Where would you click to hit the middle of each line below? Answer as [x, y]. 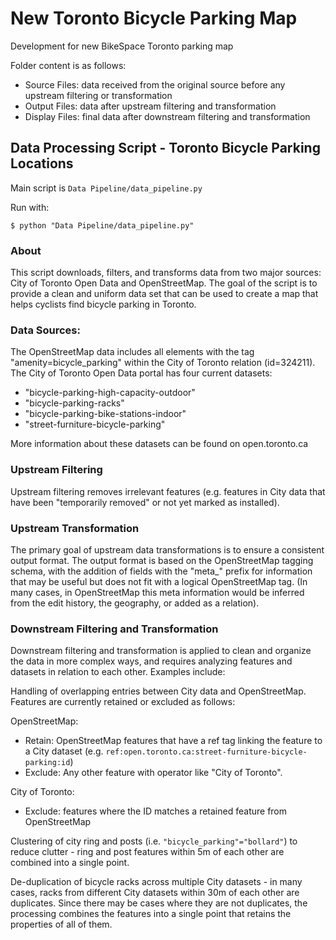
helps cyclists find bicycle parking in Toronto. [103, 304]
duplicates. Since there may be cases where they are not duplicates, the [159, 903]
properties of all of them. [61, 924]
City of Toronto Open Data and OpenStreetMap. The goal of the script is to [164, 283]
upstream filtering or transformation [98, 95]
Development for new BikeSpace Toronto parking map [122, 46]
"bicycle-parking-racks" [74, 403]
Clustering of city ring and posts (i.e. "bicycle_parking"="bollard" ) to [154, 841]
